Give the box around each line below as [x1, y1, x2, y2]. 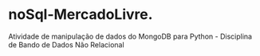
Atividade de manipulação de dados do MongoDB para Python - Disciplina [8, 32, 253, 41]
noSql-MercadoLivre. [8, 6, 153, 24]
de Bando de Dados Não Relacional [8, 39, 125, 49]
